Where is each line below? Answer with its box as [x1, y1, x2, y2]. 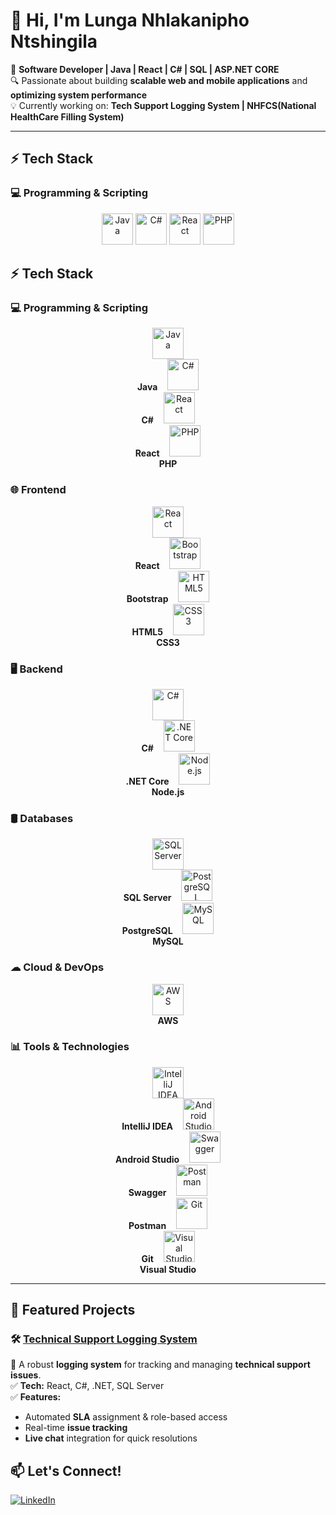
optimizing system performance [10, 89, 148, 101]
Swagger [128, 1186, 167, 1198]
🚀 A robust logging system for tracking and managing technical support [10, 1359, 311, 1371]
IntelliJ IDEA [121, 1120, 174, 1132]
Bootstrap [126, 592, 169, 604]
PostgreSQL [121, 925, 173, 937]
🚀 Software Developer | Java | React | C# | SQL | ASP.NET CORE [10, 63, 280, 75]
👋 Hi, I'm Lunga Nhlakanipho [10, 9, 250, 32]
